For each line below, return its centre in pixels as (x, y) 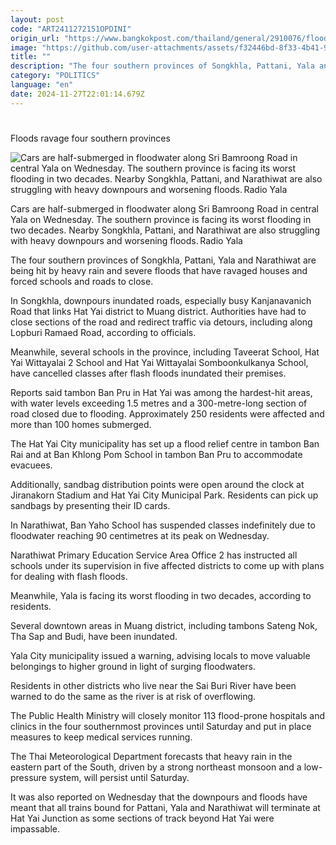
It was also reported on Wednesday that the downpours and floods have (159, 797)
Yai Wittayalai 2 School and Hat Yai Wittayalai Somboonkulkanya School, (159, 362)
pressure (29, 777)
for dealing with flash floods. (69, 576)
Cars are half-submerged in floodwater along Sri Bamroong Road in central (164, 208)
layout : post (37, 19)
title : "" (31, 57)
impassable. (35, 828)
